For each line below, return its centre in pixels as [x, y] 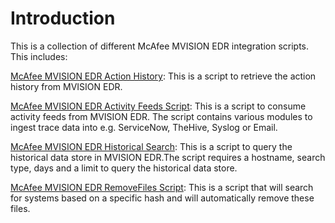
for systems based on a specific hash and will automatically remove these [162, 198]
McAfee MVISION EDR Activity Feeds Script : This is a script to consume [158, 106]
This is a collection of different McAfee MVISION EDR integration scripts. [160, 46]
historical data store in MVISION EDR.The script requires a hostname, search [168, 157]
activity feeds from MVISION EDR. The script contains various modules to [161, 116]
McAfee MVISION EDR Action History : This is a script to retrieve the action [163, 76]
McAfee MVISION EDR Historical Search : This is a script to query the [151, 146]
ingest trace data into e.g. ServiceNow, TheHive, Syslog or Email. [144, 127]
